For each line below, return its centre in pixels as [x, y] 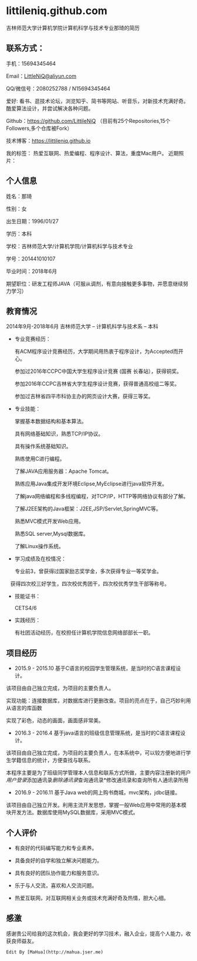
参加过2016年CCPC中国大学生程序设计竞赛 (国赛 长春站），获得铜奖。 [98, 371]
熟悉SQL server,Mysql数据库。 [52, 534]
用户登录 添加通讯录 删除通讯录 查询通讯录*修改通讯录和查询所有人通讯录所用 [97, 780]
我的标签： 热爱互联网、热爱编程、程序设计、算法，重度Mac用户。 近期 [92, 153]
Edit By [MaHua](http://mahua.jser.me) [55, 952]
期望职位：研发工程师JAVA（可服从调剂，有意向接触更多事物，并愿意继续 [95, 283]
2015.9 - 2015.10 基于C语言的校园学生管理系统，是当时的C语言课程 [95, 668]
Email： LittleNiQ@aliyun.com [41, 76]
